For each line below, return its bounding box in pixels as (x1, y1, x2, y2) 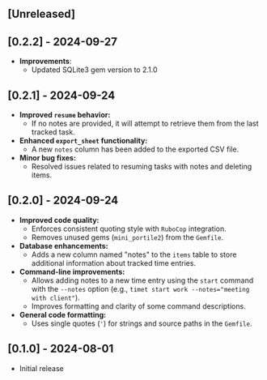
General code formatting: (19, 310, 107, 319)
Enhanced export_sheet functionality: (19, 136, 148, 146)
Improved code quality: (19, 215, 100, 224)
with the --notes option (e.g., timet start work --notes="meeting (31, 284, 250, 293)
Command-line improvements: (19, 267, 125, 276)
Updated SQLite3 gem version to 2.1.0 (31, 65, 159, 75)
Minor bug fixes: (19, 153, 76, 163)
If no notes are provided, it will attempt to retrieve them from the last (31, 118, 259, 129)
